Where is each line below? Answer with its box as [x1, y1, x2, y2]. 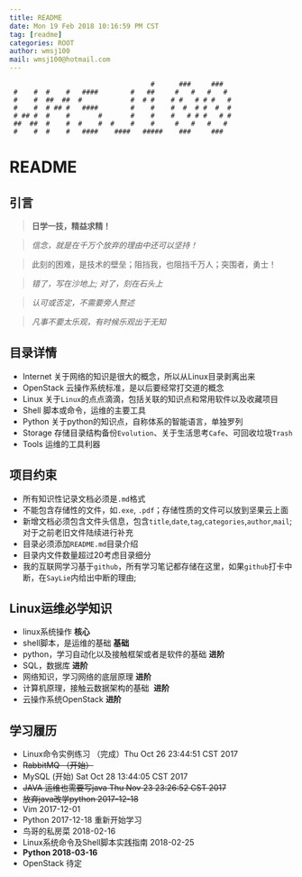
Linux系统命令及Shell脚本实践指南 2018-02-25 [22, 837, 195, 848]
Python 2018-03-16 [22, 847, 98, 858]
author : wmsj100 [9, 47, 70, 56]
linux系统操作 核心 [22, 626, 90, 637]
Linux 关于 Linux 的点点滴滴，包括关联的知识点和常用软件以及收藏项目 [22, 393, 279, 404]
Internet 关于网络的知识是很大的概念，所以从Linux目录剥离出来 [22, 370, 256, 381]
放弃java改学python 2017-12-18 [22, 794, 139, 805]
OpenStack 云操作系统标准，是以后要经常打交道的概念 [22, 382, 224, 393]
